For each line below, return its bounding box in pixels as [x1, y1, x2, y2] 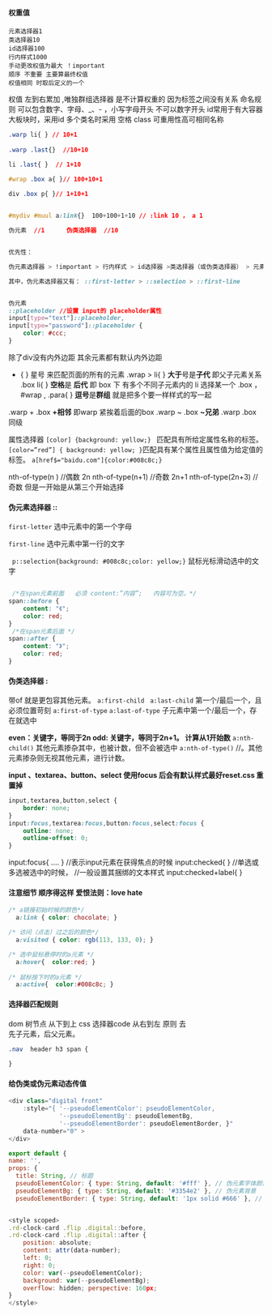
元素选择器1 [8, 28, 43, 36]
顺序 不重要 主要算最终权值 [8, 70, 89, 79]
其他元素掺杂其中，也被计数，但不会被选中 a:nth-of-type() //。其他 [36, 743, 263, 753]
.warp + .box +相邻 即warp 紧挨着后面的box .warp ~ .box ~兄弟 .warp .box [8, 407, 257, 416]
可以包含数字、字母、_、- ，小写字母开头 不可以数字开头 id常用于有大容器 [17, 105, 263, 114]
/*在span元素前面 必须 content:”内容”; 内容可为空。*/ [11, 590, 197, 598]
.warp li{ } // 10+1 [8, 130, 79, 139]
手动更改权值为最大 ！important [8, 62, 105, 70]
